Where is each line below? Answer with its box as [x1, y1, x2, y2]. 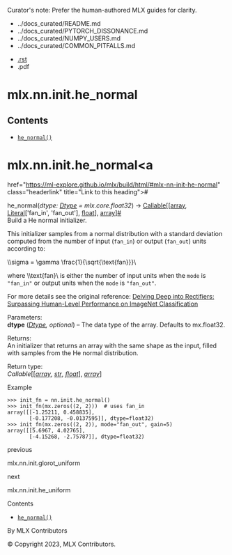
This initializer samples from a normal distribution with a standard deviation [7, 229, 223, 237]
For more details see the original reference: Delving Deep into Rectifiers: [7, 292, 215, 300]
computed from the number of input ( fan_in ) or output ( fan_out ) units [7, 237, 207, 245]
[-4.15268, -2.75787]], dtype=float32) [29, 433, 145, 440]
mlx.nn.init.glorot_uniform [7, 459, 81, 467]
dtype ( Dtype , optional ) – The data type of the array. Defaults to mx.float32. [7, 320, 226, 329]
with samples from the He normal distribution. [7, 348, 139, 357]
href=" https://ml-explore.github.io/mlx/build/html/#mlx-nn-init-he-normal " [7, 180, 221, 189]
